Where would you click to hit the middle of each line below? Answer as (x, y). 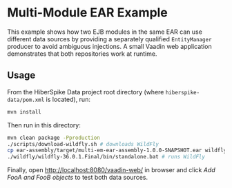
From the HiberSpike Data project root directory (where (86, 92)
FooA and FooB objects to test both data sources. (78, 178)
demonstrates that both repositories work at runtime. (82, 54)
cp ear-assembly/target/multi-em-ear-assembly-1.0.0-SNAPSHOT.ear (105, 150)
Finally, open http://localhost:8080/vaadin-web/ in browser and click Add (111, 170)
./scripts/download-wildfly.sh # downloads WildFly (83, 144)
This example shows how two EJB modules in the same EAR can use (105, 32)
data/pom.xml (26, 100)
